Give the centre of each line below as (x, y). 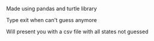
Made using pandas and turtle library (52, 9)
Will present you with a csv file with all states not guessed (77, 31)
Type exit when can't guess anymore (52, 20)
